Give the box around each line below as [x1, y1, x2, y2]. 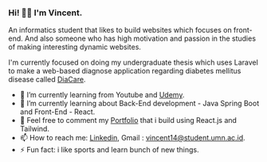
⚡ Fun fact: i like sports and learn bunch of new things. [19, 145, 199, 155]
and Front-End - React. [19, 107, 96, 117]
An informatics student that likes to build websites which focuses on [8, 26, 233, 35]
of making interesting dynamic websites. [8, 42, 142, 52]
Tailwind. [19, 124, 50, 134]
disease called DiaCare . [8, 75, 86, 85]
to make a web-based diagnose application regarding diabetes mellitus [8, 66, 241, 76]
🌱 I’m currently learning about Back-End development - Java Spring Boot [19, 99, 260, 109]
